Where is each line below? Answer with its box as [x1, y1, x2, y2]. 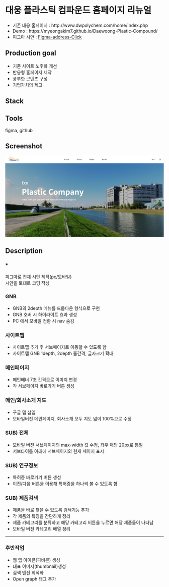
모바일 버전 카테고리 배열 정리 [12, 526, 70, 532]
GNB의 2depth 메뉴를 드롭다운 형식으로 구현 [12, 305, 100, 311]
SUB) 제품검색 [5, 495, 38, 502]
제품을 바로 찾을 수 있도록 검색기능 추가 [12, 507, 90, 513]
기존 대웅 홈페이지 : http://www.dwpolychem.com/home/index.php [12, 22, 148, 28]
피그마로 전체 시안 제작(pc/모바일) [5, 274, 72, 280]
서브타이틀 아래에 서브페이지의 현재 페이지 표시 [12, 448, 104, 454]
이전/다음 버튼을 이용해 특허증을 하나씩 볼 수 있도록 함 [12, 481, 118, 487]
